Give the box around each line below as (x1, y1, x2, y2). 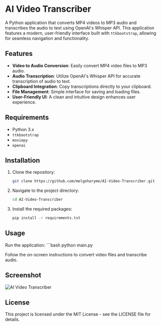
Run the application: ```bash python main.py (5, 242, 93, 248)
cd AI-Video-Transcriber (12, 197, 63, 202)
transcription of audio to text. (12, 78, 71, 84)
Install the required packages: (12, 206, 72, 212)
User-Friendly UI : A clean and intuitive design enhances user (12, 94, 136, 100)
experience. (12, 99, 37, 105)
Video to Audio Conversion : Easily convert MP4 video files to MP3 (12, 62, 148, 68)
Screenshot (5, 271, 42, 279)
